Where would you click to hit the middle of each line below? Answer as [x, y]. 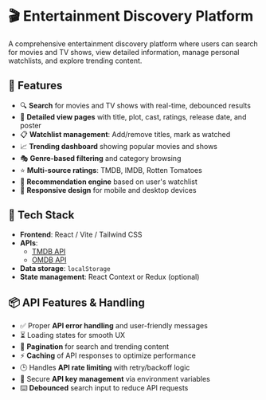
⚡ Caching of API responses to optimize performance [108, 355]
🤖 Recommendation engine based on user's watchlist [108, 182]
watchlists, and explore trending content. [75, 61]
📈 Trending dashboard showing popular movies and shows [118, 146]
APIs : [29, 243]
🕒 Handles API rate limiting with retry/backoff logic [105, 367]
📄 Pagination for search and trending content [94, 347]
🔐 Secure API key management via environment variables [115, 379]
